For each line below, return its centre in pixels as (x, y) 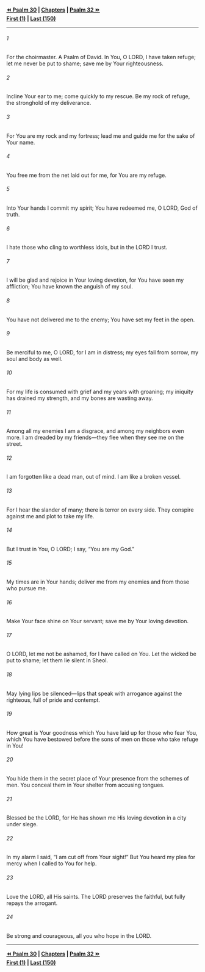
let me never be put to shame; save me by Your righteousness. (85, 63)
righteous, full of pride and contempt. (53, 700)
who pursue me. (27, 588)
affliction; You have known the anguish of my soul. (70, 287)
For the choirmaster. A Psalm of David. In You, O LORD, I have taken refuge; (101, 57)
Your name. (21, 142)
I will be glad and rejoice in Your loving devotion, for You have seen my (95, 280)
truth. (13, 215)
